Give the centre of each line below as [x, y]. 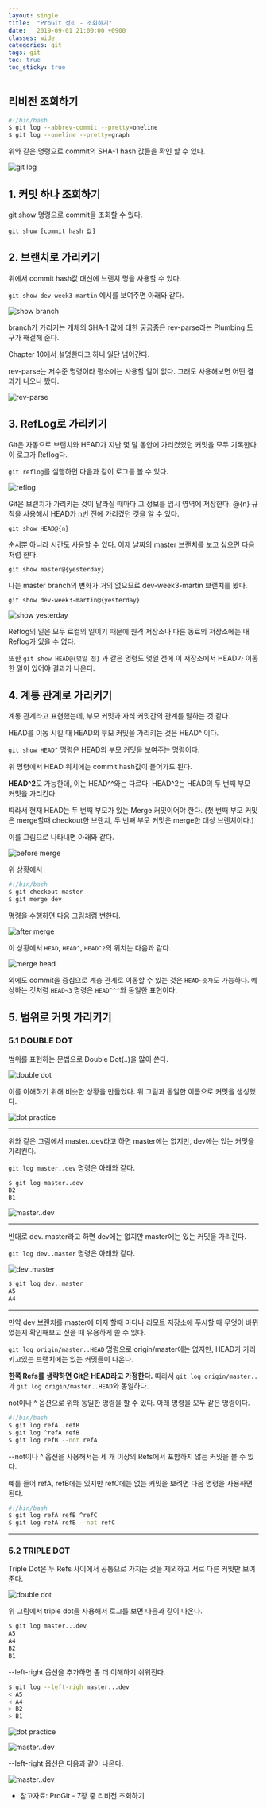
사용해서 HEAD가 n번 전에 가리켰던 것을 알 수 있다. [101, 513]
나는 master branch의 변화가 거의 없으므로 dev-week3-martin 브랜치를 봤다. [128, 585]
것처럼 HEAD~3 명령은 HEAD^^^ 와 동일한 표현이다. [103, 990]
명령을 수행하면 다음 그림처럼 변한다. [64, 916]
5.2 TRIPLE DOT [39, 1551]
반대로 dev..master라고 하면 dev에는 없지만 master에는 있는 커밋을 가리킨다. [127, 1237]
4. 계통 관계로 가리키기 [60, 696]
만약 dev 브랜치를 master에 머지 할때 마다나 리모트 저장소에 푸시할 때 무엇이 [126, 1322]
